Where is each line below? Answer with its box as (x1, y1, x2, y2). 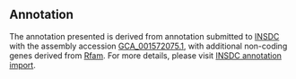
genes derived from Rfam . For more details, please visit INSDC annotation (9, 49, 283, 61)
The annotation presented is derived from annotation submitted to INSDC (9, 31, 280, 41)
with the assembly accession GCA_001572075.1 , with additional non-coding (9, 40, 288, 51)
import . (9, 59, 36, 70)
